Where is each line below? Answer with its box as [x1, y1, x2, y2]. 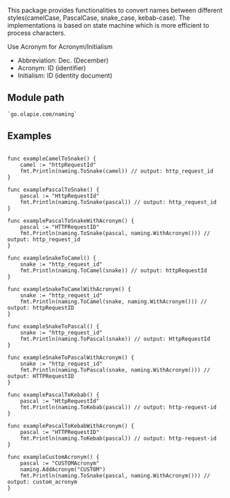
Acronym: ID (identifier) [17, 64, 86, 72]
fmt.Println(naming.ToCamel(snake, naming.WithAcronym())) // [20, 298, 207, 305]
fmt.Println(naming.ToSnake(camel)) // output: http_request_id [20, 167, 214, 175]
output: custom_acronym [7, 478, 78, 485]
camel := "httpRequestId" [20, 161, 97, 168]
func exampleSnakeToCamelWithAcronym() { [7, 286, 132, 293]
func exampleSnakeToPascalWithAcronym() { [7, 354, 134, 361]
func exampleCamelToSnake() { [7, 155, 97, 162]
